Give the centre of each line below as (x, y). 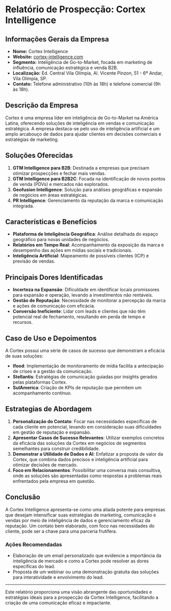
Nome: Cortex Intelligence (40, 51)
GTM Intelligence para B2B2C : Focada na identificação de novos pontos (89, 179)
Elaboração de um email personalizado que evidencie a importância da (87, 555)
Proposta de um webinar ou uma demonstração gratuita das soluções (86, 572)
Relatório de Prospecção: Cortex (76, 9)
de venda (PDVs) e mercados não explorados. (61, 184)
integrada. (23, 206)
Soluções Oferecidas (39, 156)
